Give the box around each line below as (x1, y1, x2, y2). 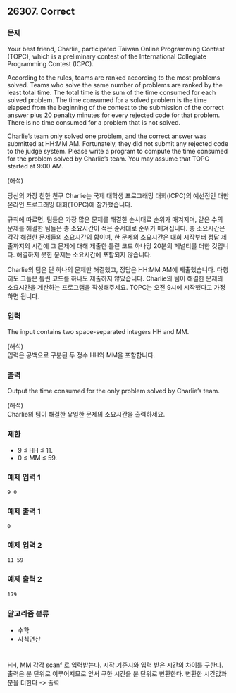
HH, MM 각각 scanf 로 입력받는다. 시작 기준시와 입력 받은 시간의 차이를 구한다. (7, 661, 224, 669)
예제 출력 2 (7, 575, 42, 584)
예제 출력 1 (7, 506, 41, 516)
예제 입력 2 (7, 541, 42, 551)
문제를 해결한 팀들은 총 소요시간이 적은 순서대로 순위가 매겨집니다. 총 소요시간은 (7, 223, 225, 232)
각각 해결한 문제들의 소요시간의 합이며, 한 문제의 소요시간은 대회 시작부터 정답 (7, 233, 220, 241)
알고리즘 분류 (7, 608, 49, 618)
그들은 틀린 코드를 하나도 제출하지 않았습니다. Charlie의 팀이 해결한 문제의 (20, 274, 223, 283)
